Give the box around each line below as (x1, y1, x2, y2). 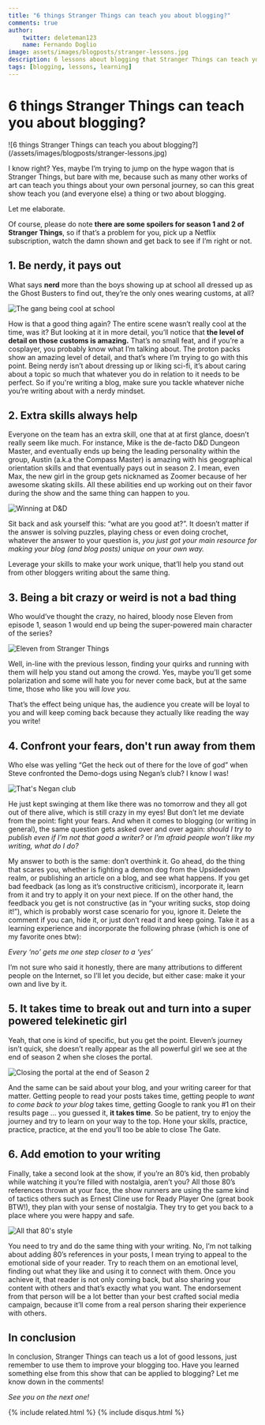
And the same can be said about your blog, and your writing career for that (8, 1082, 252, 1092)
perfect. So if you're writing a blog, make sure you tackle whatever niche (8, 377, 244, 387)
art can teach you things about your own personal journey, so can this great (8, 180, 255, 189)
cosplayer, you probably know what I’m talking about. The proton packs (8, 344, 241, 354)
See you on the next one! (8, 1393, 89, 1402)
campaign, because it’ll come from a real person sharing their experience (8, 1299, 247, 1309)
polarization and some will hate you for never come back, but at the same (8, 676, 247, 685)
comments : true (8, 19, 58, 27)
